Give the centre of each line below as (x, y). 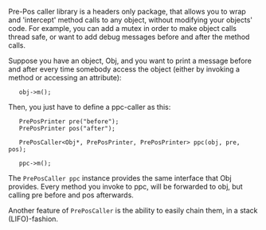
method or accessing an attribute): (65, 78)
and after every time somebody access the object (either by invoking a (124, 69)
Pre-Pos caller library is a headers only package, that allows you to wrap (127, 12)
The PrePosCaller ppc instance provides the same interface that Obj (120, 178)
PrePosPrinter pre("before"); (69, 122)
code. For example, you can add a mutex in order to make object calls (123, 28)
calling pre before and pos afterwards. (71, 195)
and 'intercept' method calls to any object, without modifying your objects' (131, 20)
